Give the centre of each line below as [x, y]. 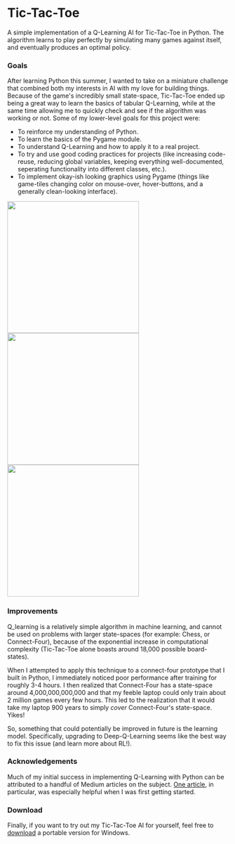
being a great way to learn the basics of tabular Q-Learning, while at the [112, 103]
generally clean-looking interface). [67, 192]
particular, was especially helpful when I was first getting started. [101, 791]
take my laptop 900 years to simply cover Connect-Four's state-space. [110, 707]
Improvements [33, 611]
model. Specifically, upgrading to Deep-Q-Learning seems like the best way [117, 736]
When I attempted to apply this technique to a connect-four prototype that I [116, 670]
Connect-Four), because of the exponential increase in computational [108, 642]
